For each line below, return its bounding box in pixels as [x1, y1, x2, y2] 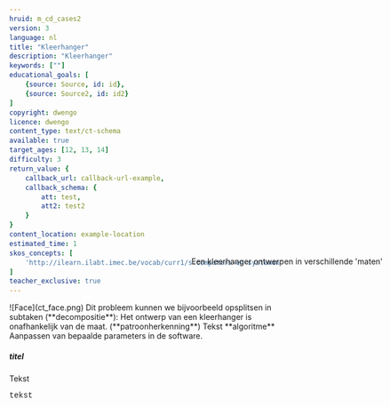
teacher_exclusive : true [9, 276, 101, 286]
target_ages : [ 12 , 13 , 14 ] [9, 146, 109, 155]
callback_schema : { [25, 183, 98, 192]
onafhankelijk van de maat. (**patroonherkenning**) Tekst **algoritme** [9, 321, 275, 332]
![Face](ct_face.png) [9, 302, 84, 313]
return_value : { [9, 164, 69, 173]
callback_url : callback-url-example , [25, 173, 165, 182]
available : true [9, 136, 69, 146]
